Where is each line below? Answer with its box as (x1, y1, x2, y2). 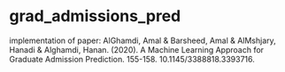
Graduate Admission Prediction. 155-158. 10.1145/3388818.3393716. (9, 54, 255, 64)
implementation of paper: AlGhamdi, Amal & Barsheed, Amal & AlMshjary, (9, 35, 276, 46)
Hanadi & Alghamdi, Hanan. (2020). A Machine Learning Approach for (9, 44, 264, 54)
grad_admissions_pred (9, 6, 181, 26)
